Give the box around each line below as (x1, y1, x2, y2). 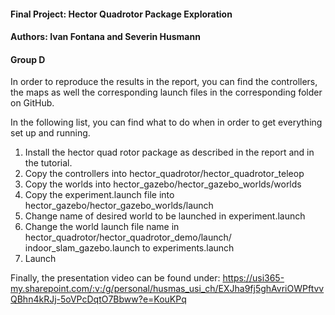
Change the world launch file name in (24, 221, 180, 233)
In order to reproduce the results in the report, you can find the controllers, (10, 76, 318, 88)
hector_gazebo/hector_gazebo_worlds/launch (24, 200, 214, 212)
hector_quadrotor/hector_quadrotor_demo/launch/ (24, 231, 232, 244)
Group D (10, 53, 46, 65)
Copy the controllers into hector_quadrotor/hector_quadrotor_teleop (24, 168, 305, 180)
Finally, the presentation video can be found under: (10, 272, 221, 284)
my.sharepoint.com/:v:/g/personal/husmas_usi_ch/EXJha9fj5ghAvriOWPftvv (10, 283, 325, 295)
